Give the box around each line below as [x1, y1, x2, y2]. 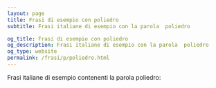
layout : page [7, 10, 45, 17]
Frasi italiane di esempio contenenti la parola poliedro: [7, 73, 161, 81]
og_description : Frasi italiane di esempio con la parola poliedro [7, 42, 209, 49]
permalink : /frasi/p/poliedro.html [7, 54, 110, 62]
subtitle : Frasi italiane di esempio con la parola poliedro [7, 23, 190, 30]
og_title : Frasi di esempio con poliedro [7, 35, 129, 42]
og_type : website [7, 48, 57, 55]
